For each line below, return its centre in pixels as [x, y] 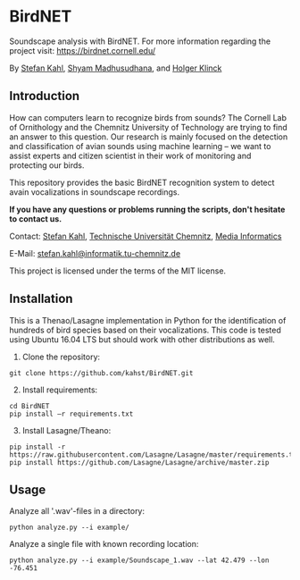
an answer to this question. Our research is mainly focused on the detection [149, 137]
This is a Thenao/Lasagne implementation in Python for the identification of [148, 320]
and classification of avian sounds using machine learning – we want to [140, 146]
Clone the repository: [61, 357]
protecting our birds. [47, 165]
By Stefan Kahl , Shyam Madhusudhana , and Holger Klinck [116, 68]
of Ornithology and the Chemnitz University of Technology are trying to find [148, 127]
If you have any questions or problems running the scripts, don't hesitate [147, 209]
